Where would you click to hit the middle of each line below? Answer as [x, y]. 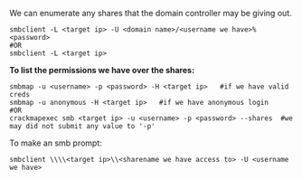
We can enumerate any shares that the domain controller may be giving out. [151, 13]
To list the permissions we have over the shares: [102, 70]
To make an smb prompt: [56, 143]
